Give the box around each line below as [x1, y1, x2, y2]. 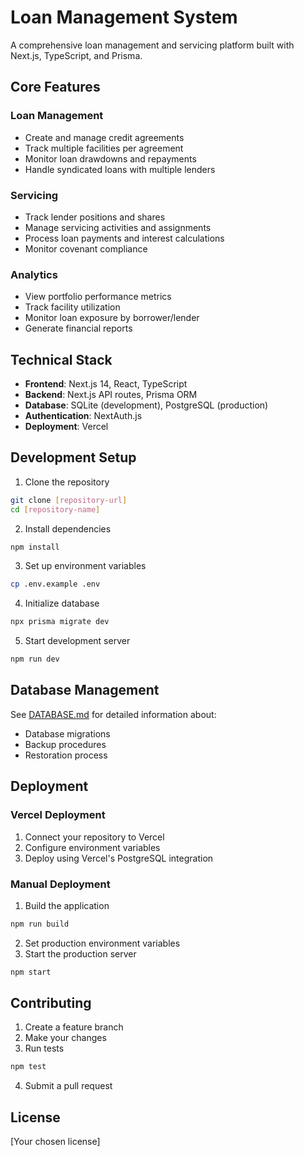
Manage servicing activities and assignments [24, 221, 212, 233]
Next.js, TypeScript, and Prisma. [10, 49, 143, 61]
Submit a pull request [24, 1080, 113, 1092]
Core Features [10, 79, 101, 96]
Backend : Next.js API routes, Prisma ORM [24, 389, 198, 401]
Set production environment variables [24, 937, 181, 949]
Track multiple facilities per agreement [24, 142, 184, 154]
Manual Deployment [10, 877, 111, 891]
